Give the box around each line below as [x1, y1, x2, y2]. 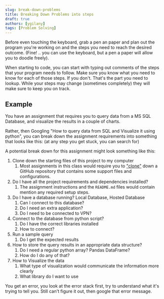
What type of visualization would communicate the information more [19, 263, 159, 269]
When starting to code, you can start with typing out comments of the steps [5, 65, 160, 71]
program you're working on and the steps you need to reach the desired [5, 45, 152, 50]
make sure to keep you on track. [5, 86, 71, 92]
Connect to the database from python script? [12, 215, 104, 221]
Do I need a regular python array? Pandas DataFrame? [19, 247, 130, 253]
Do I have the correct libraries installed [19, 221, 99, 227]
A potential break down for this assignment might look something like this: [5, 148, 156, 154]
